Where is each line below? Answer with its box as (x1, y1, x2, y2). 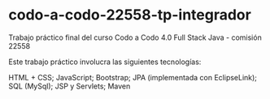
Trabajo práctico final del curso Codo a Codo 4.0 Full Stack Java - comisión (8, 32, 262, 42)
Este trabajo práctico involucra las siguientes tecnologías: (8, 57, 202, 67)
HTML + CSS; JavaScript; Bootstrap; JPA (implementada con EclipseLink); (8, 72, 258, 82)
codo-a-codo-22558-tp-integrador (8, 6, 252, 24)
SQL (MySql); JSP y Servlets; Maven (8, 81, 131, 91)
